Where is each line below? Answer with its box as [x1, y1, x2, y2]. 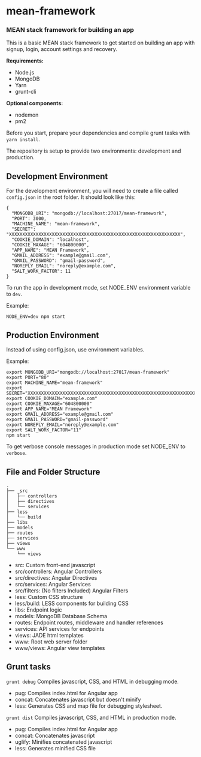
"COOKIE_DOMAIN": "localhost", [11, 237, 90, 243]
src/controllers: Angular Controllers [14, 568, 102, 575]
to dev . [6, 290, 23, 298]
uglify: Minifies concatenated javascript [14, 738, 112, 746]
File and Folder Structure [6, 467, 100, 477]
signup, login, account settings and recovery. [6, 46, 118, 53]
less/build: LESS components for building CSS [14, 600, 129, 607]
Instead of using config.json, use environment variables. [6, 346, 145, 353]
